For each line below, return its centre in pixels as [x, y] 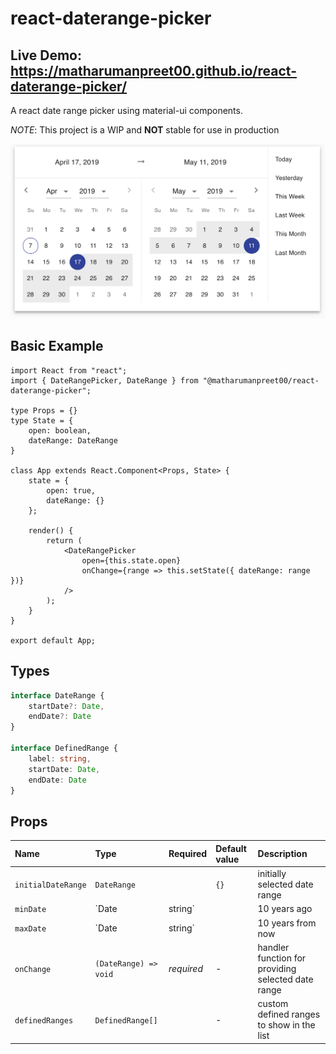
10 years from [287, 923]
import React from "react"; [69, 370]
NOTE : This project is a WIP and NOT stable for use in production [145, 130]
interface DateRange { [57, 695]
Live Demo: [46, 55]
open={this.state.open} [131, 560]
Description [282, 854]
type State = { [42, 420]
